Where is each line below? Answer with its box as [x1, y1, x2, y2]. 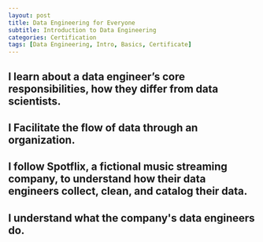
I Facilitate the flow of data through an [8, 121, 198, 134]
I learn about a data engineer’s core [8, 70, 185, 83]
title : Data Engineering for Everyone [8, 19, 135, 27]
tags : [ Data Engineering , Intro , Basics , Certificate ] [8, 41, 192, 49]
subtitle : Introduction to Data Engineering [8, 26, 157, 34]
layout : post [8, 11, 51, 20]
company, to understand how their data [8, 172, 206, 185]
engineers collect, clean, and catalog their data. [8, 185, 248, 198]
